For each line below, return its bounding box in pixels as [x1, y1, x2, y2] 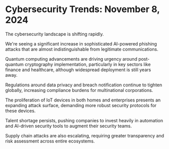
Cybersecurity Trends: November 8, [5, 4, 160, 15]
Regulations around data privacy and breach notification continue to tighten [5, 82, 162, 88]
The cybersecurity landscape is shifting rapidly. [5, 31, 104, 37]
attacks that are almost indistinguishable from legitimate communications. [5, 46, 159, 52]
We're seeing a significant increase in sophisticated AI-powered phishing [5, 40, 157, 46]
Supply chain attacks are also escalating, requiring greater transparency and [5, 132, 164, 138]
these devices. [5, 108, 36, 114]
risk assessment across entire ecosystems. [5, 138, 95, 144]
